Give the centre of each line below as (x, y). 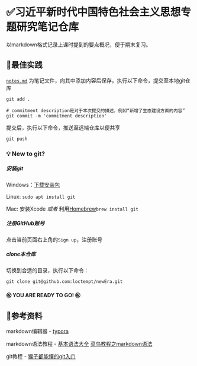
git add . (18, 99)
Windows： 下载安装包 (33, 184)
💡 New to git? (26, 154)
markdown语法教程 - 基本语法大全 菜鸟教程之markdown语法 (79, 343)
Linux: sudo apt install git (41, 196)
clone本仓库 (21, 254)
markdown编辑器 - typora (38, 331)
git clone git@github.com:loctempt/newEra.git (64, 281)
